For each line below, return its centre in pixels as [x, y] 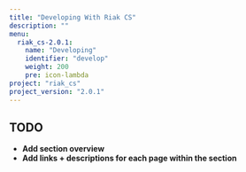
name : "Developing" [61, 51]
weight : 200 [47, 67]
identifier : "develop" [67, 59]
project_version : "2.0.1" [57, 91]
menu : [19, 34]
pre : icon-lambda [57, 75]
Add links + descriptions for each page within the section [129, 158]
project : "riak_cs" [45, 83]
